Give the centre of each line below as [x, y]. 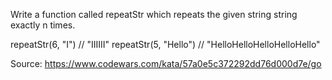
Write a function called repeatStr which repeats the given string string [154, 14]
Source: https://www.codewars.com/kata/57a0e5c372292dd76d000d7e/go [166, 63]
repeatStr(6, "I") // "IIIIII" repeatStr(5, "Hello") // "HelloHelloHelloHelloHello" [165, 44]
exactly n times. [43, 25]
